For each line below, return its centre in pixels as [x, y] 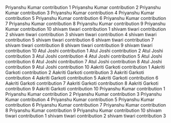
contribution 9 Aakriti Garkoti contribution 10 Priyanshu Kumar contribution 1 [85, 89]
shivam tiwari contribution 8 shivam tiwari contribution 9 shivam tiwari [79, 45]
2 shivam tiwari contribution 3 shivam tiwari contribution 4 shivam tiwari [81, 34]
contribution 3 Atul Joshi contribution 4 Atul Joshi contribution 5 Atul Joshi [84, 56]
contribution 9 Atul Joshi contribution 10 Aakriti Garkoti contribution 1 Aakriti [85, 67]
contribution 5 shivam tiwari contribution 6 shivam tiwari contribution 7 [80, 40]
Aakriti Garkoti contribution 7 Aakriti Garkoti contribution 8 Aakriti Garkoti [82, 83]
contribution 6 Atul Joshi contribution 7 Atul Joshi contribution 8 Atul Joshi [84, 61]
